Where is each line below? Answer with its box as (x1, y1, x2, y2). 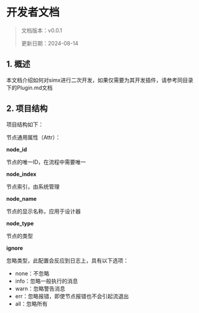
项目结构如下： (6, 121, 44, 128)
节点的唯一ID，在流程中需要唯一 (6, 158, 86, 166)
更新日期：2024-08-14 (21, 39, 79, 47)
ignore (6, 244, 23, 252)
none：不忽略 (15, 269, 50, 277)
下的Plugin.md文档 (6, 84, 53, 91)
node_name (6, 195, 37, 202)
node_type (6, 220, 35, 227)
